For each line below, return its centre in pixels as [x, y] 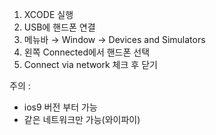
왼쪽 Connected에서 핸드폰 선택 [87, 52]
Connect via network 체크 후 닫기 [90, 64]
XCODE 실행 [48, 14]
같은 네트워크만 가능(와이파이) [82, 119]
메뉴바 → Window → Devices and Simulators [114, 39]
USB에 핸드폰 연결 [59, 27]
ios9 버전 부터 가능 [60, 107]
